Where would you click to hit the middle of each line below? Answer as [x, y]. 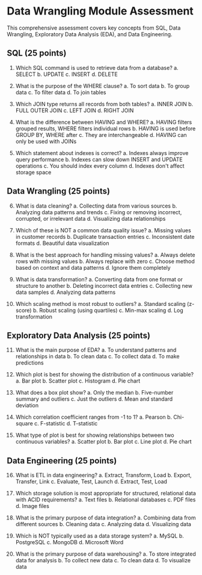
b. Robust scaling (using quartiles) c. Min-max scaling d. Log [108, 310]
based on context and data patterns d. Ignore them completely [93, 267]
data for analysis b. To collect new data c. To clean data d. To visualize [103, 561]
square [24, 424]
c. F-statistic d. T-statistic [66, 424]
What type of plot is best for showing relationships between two [95, 435]
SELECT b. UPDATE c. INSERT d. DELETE [66, 74]
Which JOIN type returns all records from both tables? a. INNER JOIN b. [104, 104]
